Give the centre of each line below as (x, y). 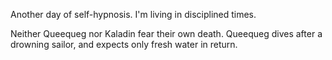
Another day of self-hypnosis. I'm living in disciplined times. (133, 14)
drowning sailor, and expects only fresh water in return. (124, 44)
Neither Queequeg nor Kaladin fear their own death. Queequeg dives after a (166, 33)
